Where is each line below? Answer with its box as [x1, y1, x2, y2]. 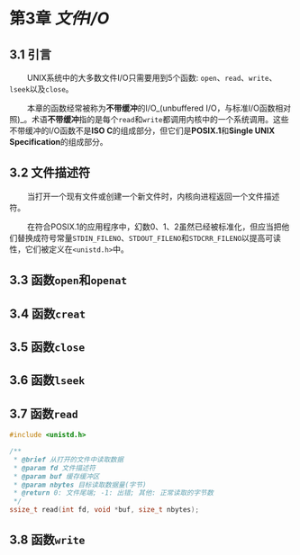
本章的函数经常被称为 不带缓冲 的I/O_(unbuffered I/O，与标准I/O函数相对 [26, 103, 291, 113]
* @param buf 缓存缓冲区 [13, 471, 100, 481]
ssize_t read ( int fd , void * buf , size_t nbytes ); [9, 506, 200, 515]
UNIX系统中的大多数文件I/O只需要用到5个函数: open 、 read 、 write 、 [26, 73, 277, 83]
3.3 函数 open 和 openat [9, 273, 128, 288]
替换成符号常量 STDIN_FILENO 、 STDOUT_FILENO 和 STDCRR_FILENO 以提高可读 [16, 232, 282, 243]
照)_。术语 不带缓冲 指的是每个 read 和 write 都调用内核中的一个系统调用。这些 [9, 114, 289, 124]
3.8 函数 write [9, 533, 86, 548]
